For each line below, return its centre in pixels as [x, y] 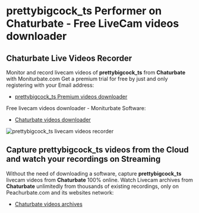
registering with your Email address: [50, 85]
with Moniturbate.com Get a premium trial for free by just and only [87, 79]
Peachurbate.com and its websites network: [60, 192]
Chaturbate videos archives [49, 204]
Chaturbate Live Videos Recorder [69, 58]
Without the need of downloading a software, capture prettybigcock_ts [94, 173]
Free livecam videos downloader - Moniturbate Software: [76, 108]
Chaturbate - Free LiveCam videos [93, 24]
